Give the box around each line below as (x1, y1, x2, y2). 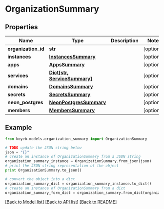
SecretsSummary (49, 91, 91, 98)
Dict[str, (49, 69, 69, 76)
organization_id (7, 45, 45, 52)
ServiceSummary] (49, 76, 93, 82)
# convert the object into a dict (5, 176, 76, 181)
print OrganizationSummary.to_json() (5, 168, 82, 173)
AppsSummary (49, 61, 85, 68)
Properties (5, 23, 38, 31)
